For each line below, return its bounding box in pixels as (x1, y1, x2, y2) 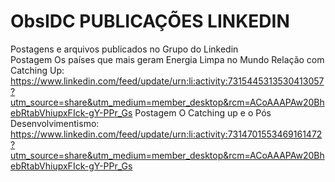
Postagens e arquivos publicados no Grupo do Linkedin (10, 43, 239, 55)
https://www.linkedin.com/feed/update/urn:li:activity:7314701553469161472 (10, 128, 323, 140)
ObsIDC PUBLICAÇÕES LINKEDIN (10, 10, 290, 33)
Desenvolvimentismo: (10, 117, 100, 129)
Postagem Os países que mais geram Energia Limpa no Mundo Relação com (10, 53, 325, 65)
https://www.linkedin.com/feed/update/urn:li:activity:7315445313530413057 (10, 75, 325, 87)
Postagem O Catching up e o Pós (134, 106, 272, 119)
